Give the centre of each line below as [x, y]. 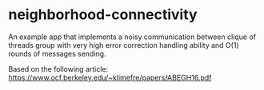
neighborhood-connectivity [103, 15]
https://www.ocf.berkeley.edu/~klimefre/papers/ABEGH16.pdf [110, 77]
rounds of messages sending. [57, 53]
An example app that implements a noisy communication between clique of [132, 37]
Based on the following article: [58, 68]
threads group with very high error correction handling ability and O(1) [124, 45]
